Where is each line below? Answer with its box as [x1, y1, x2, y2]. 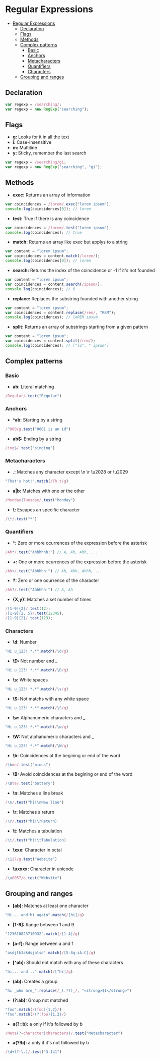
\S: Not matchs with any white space [12, 696, 89, 702]
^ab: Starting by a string [12, 416, 63, 422]
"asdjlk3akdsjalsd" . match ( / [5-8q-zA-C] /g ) [5, 950, 96, 956]
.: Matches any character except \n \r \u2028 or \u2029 [12, 468, 128, 475]
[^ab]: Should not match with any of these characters [12, 960, 123, 966]
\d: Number [12, 639, 37, 645]
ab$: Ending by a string [12, 436, 61, 442]
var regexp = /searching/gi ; [5, 160, 66, 165]
